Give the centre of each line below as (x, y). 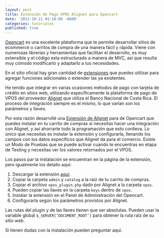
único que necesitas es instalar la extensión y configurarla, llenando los (78, 134)
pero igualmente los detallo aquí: (38, 165)
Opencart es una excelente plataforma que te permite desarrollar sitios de (80, 42)
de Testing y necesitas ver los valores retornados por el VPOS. (69, 150)
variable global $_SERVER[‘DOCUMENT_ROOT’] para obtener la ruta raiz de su (80, 215)
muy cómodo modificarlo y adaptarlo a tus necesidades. (62, 63)
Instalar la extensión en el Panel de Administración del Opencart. (78, 195)
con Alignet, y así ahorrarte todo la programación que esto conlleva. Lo (77, 129)
